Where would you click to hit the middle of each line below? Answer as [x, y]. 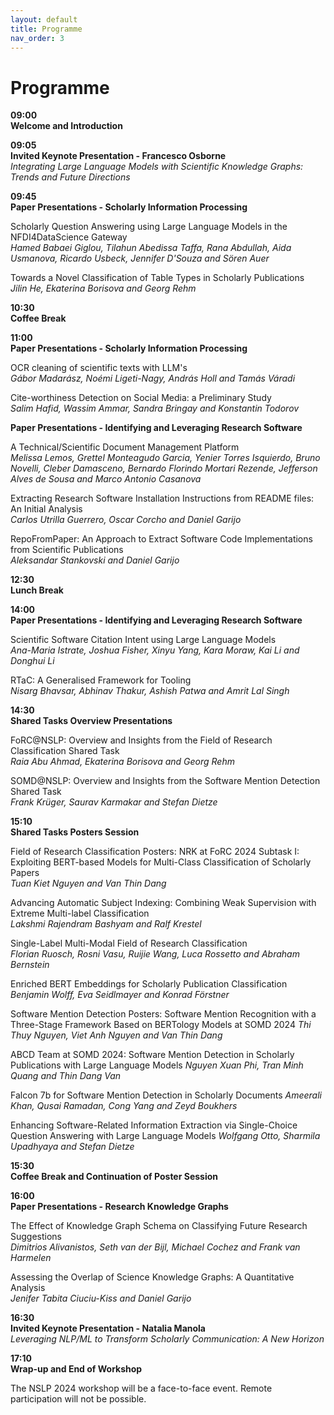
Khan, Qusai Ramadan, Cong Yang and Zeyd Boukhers [124, 1106]
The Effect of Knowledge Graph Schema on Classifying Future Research [159, 1226]
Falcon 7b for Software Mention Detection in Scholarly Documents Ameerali [166, 1095]
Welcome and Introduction [66, 126]
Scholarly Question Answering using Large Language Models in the [149, 227]
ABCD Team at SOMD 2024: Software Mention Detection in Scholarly [152, 1055]
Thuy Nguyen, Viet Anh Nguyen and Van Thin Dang [116, 1035]
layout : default [44, 19]
